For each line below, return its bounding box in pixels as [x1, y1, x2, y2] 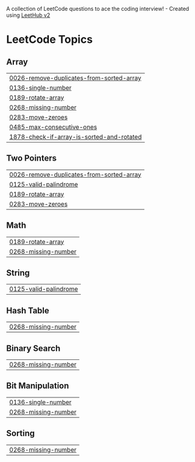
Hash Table [6, 305, 49, 316]
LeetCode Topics [6, 33, 93, 47]
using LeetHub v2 [6, 11, 51, 19]
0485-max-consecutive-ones [9, 123, 97, 131]
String [6, 268, 30, 278]
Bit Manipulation [6, 380, 69, 391]
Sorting [6, 428, 35, 438]
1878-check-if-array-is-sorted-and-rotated [9, 133, 142, 141]
